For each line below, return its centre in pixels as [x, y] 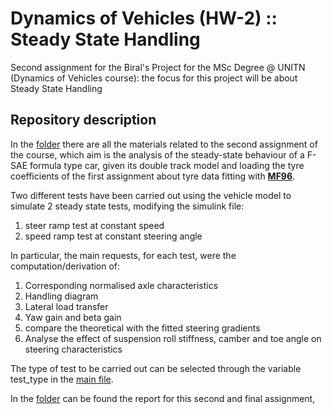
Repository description [83, 120]
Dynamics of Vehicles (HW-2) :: [144, 18]
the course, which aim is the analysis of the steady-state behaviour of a [157, 154]
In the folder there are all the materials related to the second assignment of [164, 144]
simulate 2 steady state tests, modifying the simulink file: [127, 206]
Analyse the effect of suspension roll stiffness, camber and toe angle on [173, 338]
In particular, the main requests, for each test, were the [123, 255]
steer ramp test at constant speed [94, 225]
